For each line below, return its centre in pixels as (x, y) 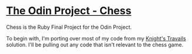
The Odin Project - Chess (69, 11)
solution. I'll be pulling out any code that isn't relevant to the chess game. (95, 45)
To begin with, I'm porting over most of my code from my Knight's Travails (96, 38)
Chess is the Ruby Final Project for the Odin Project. (69, 27)
